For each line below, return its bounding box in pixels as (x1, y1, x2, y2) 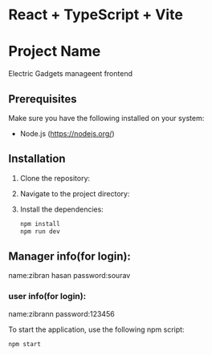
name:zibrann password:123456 (8, 309, 115, 318)
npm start (8, 340, 42, 348)
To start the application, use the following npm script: (8, 325, 185, 334)
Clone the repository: (19, 173, 91, 183)
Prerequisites (8, 92, 77, 106)
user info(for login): (8, 291, 87, 302)
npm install (19, 220, 60, 228)
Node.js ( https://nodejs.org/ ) (19, 128, 115, 138)
